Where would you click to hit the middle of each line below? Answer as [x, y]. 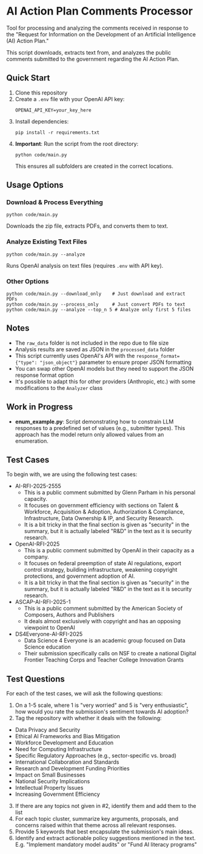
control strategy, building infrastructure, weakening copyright [101, 570]
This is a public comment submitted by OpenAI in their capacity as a [109, 551]
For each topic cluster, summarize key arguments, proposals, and [97, 819]
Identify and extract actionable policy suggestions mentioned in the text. [105, 838]
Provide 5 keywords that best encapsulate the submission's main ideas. [104, 832]
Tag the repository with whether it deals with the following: [88, 718]
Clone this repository [41, 93]
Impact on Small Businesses [50, 775]
